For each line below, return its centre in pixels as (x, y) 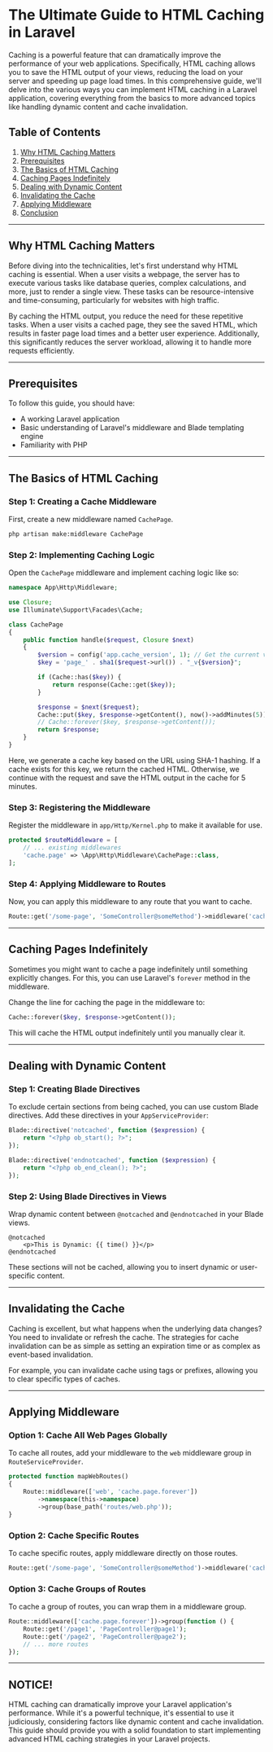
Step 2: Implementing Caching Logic (82, 555)
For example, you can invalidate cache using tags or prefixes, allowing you (133, 1370)
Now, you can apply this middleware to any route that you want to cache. (130, 902)
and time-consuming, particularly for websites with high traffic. (114, 300)
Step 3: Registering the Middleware (80, 807)
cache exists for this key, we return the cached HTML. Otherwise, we (124, 769)
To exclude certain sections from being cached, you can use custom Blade (133, 1107)
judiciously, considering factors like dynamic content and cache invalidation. (136, 1722)
